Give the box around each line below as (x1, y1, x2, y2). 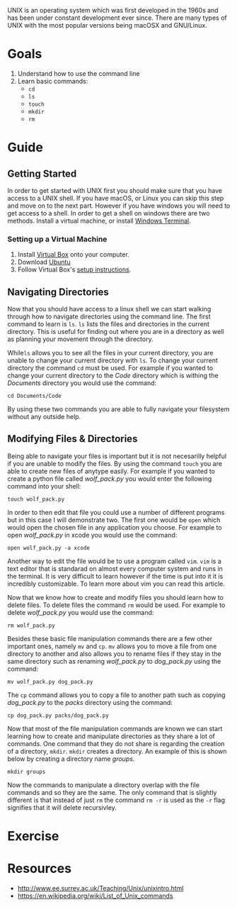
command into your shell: (7, 482, 81, 490)
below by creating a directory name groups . (7, 755, 135, 763)
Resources (7, 861, 72, 877)
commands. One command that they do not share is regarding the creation (7, 739, 225, 747)
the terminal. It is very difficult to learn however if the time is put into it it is (7, 572, 224, 580)
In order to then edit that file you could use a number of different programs (7, 508, 225, 516)
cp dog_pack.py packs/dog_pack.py (7, 712, 110, 719)
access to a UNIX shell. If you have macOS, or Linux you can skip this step (7, 194, 224, 202)
